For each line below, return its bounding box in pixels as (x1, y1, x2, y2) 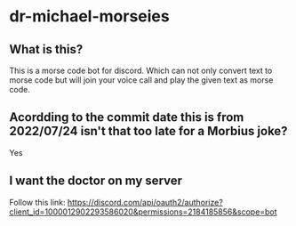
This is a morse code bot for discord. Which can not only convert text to (9, 65, 273, 76)
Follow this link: (9, 197, 66, 207)
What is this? (9, 42, 84, 57)
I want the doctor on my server (9, 174, 183, 189)
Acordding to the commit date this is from (9, 109, 244, 125)
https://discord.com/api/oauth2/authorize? (67, 197, 224, 207)
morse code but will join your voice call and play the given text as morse (9, 75, 274, 85)
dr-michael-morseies (9, 6, 171, 27)
